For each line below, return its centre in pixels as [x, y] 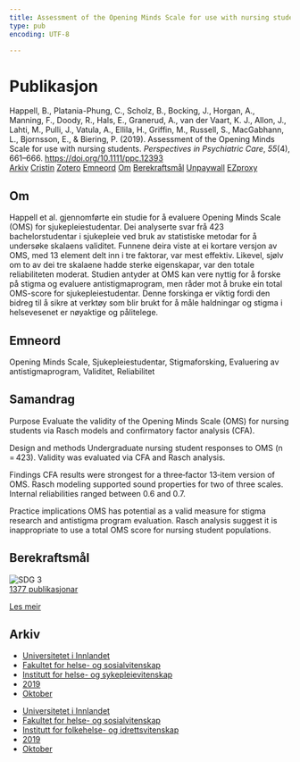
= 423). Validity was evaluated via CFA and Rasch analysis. [117, 457]
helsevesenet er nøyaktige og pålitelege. [84, 313]
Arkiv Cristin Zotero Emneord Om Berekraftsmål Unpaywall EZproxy [133, 168]
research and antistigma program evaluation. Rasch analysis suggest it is [143, 520]
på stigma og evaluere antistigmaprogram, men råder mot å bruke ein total [146, 284]
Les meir [25, 606]
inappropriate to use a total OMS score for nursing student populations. [140, 530]
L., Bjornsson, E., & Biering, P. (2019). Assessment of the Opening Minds [142, 139]
